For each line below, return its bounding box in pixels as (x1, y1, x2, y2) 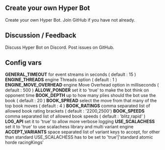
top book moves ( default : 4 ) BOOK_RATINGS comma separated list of (5, 103, 151, 109)
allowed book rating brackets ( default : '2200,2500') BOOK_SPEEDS (5, 108, 145, 114)
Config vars (5, 59, 42, 67)
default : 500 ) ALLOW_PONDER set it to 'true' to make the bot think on (5, 87, 149, 93)
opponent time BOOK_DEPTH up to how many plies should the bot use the (5, 92, 156, 98)
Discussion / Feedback (5, 31, 77, 40)
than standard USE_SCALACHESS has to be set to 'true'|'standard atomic (5, 134, 153, 140)
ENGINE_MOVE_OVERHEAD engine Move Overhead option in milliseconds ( (5, 82, 159, 88)
